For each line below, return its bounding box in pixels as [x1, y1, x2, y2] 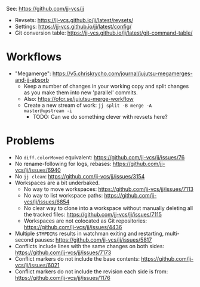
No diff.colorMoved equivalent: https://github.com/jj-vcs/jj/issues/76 [14, 153, 185, 161]
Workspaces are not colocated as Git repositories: [23, 217, 147, 224]
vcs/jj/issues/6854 [23, 198, 70, 205]
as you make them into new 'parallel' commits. [23, 89, 139, 96]
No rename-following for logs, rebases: [14, 160, 112, 167]
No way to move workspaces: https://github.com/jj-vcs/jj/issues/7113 [23, 185, 194, 193]
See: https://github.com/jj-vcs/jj [6, 5, 85, 12]
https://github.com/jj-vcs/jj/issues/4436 [23, 223, 122, 230]
